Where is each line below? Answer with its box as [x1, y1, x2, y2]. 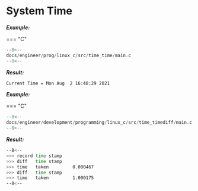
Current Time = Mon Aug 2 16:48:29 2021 [6, 80, 110, 86]
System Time [6, 4, 73, 18]
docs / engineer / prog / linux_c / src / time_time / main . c [6, 52, 132, 58]
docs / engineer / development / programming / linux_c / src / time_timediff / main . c [6, 120, 193, 126]
